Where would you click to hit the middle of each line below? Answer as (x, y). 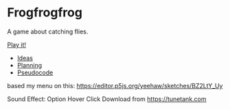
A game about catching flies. (48, 31)
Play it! (16, 44)
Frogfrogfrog (45, 13)
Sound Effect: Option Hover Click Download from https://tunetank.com (107, 99)
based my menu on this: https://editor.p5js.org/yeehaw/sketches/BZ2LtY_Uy (115, 85)
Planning (30, 65)
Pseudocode (35, 72)
